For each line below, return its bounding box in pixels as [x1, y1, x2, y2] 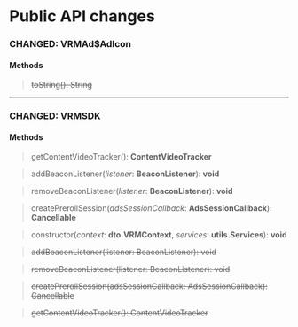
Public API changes [9, 6, 155, 27]
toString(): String [30, 80, 93, 90]
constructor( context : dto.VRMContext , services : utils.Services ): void [30, 230, 287, 240]
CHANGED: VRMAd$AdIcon [9, 38, 131, 51]
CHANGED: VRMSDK [9, 110, 101, 122]
